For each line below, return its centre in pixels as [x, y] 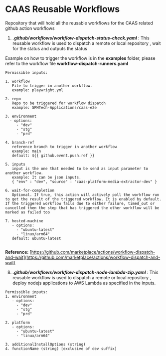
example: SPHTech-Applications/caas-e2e [54, 107]
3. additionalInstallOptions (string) [45, 344]
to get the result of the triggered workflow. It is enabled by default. [83, 199]
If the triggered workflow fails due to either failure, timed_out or [80, 203]
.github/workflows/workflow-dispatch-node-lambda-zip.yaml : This [85, 272]
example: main [26, 151]
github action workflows [30, 28]
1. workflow [17, 81]
